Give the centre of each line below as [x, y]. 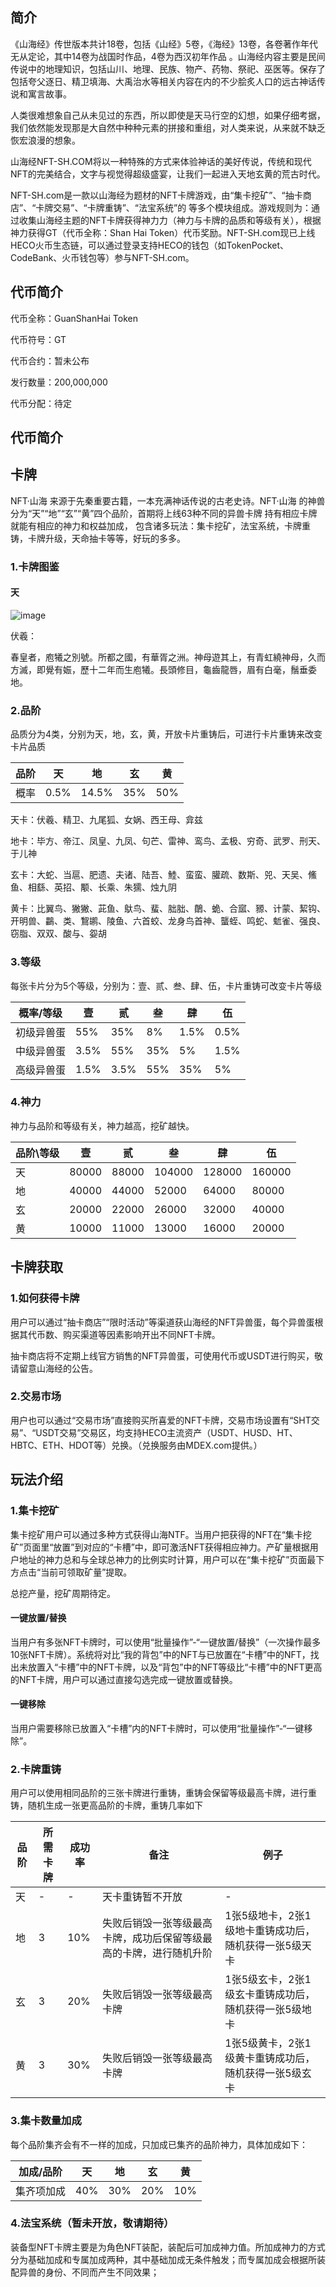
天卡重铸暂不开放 [142, 1897]
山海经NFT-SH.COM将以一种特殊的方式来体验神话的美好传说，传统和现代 [161, 161]
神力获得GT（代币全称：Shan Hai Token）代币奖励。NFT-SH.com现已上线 [163, 232]
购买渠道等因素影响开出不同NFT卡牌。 [141, 1334]
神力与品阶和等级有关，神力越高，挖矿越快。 [102, 1125]
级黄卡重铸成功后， [270, 2058]
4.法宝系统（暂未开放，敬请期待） [92, 2223]
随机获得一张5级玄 [268, 2073]
